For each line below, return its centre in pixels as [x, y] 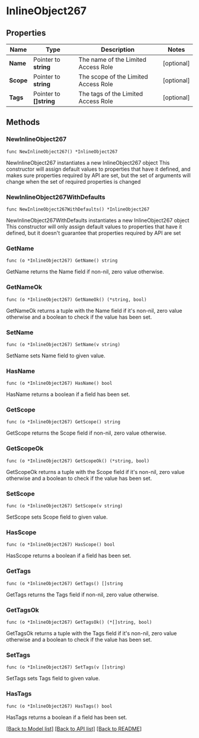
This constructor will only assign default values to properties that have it [94, 227]
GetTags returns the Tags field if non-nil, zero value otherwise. [82, 594]
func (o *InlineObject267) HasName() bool [59, 384]
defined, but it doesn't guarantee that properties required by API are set [94, 233]
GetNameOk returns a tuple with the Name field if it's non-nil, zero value [94, 310]
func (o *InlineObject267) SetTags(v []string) [66, 667]
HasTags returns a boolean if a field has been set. [67, 717]
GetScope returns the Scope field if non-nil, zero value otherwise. [86, 433]
